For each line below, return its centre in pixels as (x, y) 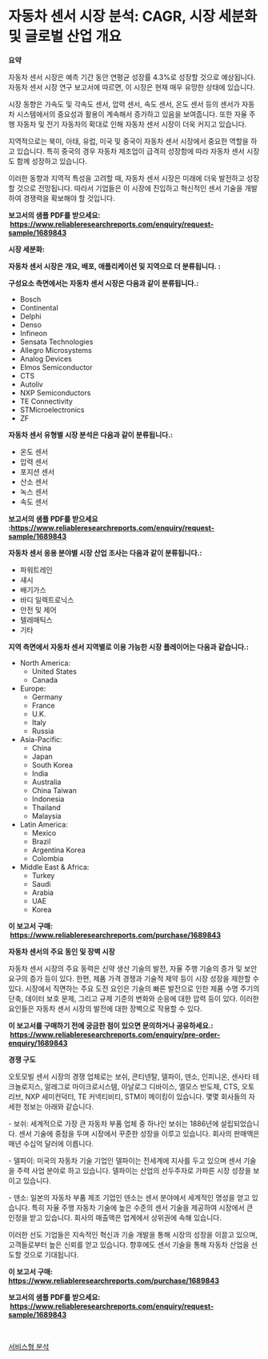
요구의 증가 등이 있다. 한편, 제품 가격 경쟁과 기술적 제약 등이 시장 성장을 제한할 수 (134, 978)
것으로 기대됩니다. (51, 1254)
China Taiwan (54, 790)
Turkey (43, 875)
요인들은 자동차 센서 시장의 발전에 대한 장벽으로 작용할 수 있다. (105, 1008)
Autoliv (32, 384)
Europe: (33, 688)
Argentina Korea (58, 850)
